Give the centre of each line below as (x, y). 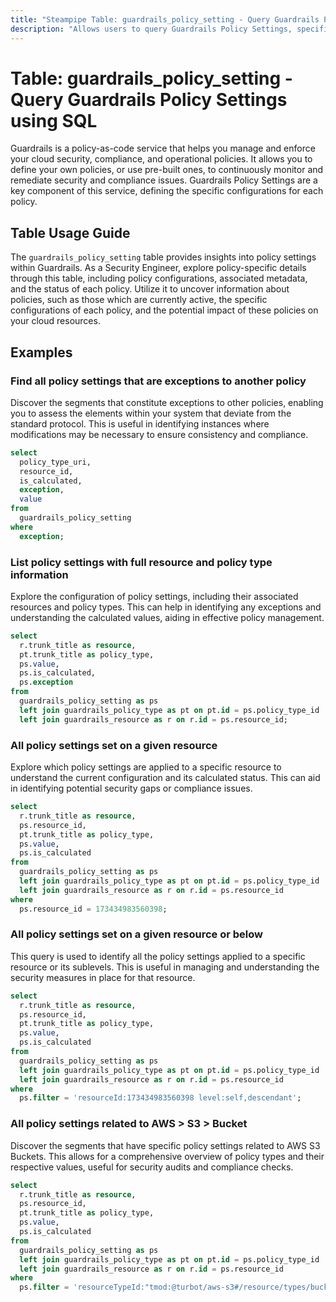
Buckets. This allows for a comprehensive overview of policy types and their (167, 1156)
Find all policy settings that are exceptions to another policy (158, 381)
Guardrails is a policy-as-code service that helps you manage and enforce (163, 148)
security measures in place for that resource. (103, 977)
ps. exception (46, 682)
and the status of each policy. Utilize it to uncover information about (150, 289)
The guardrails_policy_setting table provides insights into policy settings (163, 257)
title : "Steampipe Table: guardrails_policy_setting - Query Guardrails (165, 19)
